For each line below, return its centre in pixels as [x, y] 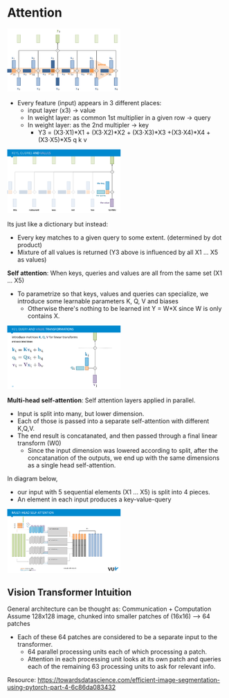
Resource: [22, 680]
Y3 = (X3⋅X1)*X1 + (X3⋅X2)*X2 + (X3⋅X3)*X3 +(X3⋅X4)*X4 [121, 132]
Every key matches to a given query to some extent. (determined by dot [119, 238]
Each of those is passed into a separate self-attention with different [113, 421]
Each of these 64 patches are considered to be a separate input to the [117, 637]
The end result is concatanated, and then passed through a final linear [117, 436]
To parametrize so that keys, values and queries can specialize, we [113, 294]
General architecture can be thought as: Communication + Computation [109, 609]
